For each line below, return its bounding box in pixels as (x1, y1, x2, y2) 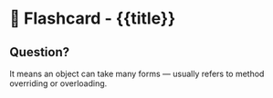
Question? (9, 44, 70, 60)
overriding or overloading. (9, 78, 108, 89)
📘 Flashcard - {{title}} (9, 8, 176, 29)
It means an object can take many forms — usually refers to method (9, 68, 265, 79)
